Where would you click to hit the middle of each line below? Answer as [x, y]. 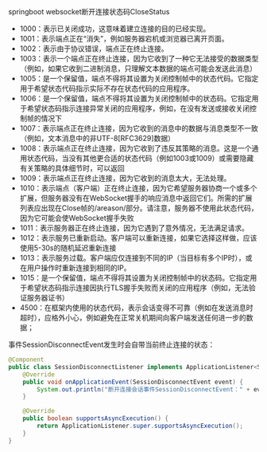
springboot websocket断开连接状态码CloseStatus [89, 12]
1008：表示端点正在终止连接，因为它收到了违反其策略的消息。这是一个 [135, 148]
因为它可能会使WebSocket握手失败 [77, 218]
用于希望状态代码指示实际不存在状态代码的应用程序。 [107, 88]
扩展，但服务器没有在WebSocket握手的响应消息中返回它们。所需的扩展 [136, 198]
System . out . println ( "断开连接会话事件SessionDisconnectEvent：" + [143, 389]
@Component [26, 360]
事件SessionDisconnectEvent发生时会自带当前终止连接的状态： [112, 344]
